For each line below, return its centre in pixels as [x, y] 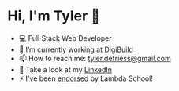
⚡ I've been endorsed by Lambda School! [86, 78]
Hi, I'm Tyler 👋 [54, 16]
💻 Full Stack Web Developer [65, 38]
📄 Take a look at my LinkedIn [65, 69]
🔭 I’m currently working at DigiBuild [76, 49]
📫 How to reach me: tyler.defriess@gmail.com [95, 58]
